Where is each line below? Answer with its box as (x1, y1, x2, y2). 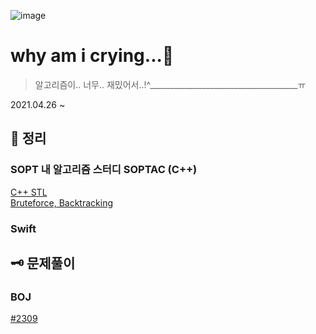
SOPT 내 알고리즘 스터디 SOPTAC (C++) (10, 163, 198, 177)
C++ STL (10, 186, 48, 198)
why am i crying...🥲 (10, 45, 175, 67)
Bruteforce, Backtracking (10, 196, 113, 209)
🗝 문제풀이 (10, 255, 76, 272)
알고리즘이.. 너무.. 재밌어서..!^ (34, 78, 151, 90)
